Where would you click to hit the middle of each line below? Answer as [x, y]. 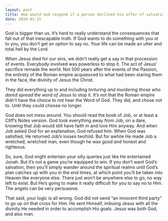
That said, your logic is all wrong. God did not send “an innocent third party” [83, 198]
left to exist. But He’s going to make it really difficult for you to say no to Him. [84, 183]
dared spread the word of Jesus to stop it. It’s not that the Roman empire [80, 95]
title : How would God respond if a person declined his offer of [74, 14]
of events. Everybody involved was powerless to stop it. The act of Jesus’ [81, 64]
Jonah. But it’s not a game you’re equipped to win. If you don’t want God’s [81, 162]
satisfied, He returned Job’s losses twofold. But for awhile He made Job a [81, 136]
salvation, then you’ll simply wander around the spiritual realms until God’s [82, 167]
